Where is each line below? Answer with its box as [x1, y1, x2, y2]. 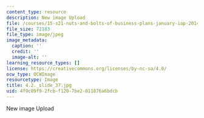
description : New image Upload [6, 15, 86, 21]
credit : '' [12, 49, 39, 55]
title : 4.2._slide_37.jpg [6, 83, 72, 89]
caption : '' [12, 43, 42, 49]
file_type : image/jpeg [6, 32, 64, 38]
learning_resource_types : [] [6, 60, 80, 66]
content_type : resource [6, 9, 67, 15]
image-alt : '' [12, 54, 47, 60]
